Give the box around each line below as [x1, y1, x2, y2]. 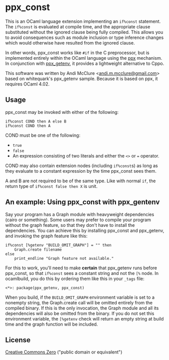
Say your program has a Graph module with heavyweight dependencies [5, 211, 154, 217]
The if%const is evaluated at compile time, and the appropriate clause [5, 23, 150, 29]
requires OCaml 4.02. [5, 81, 50, 87]
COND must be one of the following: [5, 132, 81, 138]
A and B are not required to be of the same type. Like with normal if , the [5, 178, 156, 184]
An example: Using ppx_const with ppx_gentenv [5, 198, 160, 207]
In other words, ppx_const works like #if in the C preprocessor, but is [5, 50, 150, 56]
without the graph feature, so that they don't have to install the [5, 222, 135, 228]
